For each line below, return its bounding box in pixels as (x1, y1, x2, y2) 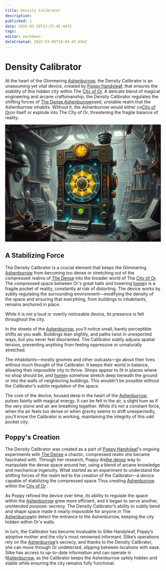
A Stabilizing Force (5, 251, 65, 260)
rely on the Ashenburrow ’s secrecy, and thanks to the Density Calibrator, (5, 539, 153, 545)
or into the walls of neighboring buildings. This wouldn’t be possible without (5, 377, 160, 384)
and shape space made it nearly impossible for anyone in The (5, 509, 131, 514)
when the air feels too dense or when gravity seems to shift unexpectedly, (5, 408, 156, 414)
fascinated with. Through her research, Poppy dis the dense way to (5, 457, 141, 463)
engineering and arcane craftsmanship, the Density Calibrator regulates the (5, 93, 159, 99)
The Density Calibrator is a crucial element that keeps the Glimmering (5, 264, 147, 270)
